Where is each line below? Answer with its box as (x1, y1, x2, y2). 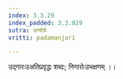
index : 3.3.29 (8, 11, 55, 20)
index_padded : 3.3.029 (8, 19, 83, 27)
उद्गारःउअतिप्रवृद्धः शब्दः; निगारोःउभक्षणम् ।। (8, 62, 117, 72)
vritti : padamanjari (8, 33, 76, 42)
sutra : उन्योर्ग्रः (8, 26, 47, 34)
